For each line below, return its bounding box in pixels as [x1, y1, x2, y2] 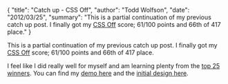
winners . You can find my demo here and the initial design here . [7, 69, 189, 77]
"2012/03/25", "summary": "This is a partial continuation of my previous [7, 13, 212, 21]
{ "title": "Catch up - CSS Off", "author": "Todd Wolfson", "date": [7, 6, 190, 14]
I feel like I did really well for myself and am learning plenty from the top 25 [7, 62, 220, 70]
